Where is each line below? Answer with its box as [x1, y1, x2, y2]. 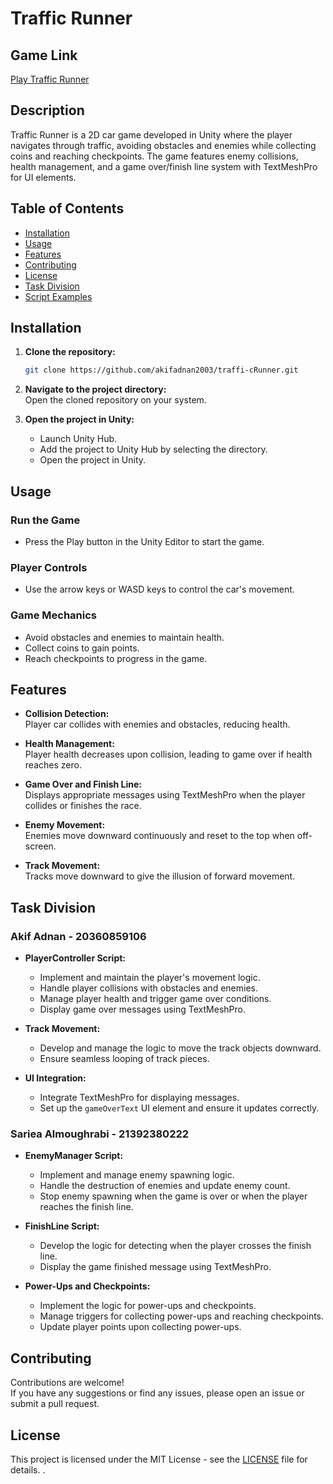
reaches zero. [24, 759, 82, 771]
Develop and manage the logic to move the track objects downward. [39, 1042, 322, 1054]
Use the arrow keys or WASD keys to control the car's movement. [24, 583, 295, 596]
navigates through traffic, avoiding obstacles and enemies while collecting [10, 139, 317, 151]
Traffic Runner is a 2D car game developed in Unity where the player [10, 128, 293, 141]
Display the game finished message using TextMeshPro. [39, 1261, 272, 1273]
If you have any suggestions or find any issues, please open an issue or [10, 1387, 305, 1399]
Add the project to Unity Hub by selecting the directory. [39, 443, 268, 456]
